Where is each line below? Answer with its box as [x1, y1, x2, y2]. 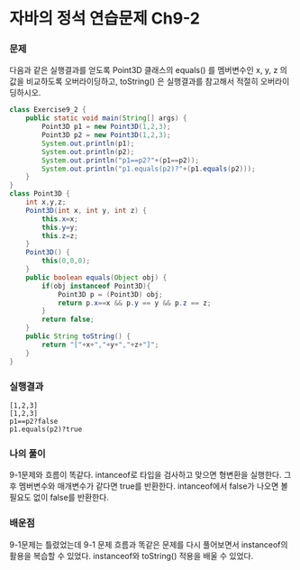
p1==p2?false [9, 417, 59, 426]
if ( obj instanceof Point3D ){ [41, 281, 151, 290]
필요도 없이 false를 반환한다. [9, 492, 110, 503]
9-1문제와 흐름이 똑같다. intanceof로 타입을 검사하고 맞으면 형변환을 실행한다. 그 [9, 470, 292, 481]
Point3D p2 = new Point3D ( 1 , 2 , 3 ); [41, 131, 171, 140]
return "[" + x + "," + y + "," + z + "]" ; [41, 340, 159, 349]
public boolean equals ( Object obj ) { [25, 272, 168, 282]
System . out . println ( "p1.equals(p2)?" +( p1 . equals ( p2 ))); [41, 164, 256, 173]
